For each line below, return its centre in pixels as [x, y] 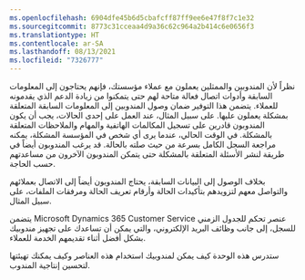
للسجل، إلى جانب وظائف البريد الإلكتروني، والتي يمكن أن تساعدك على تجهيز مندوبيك [152, 228]
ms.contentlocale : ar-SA [56, 43]
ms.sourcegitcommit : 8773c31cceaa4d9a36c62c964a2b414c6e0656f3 [132, 26]
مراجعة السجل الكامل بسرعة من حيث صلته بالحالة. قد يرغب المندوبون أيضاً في [142, 144]
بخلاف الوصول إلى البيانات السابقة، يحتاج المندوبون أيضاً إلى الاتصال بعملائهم [137, 181]
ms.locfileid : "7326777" [56, 60]
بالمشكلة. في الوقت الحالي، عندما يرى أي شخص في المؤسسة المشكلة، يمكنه [141, 135]
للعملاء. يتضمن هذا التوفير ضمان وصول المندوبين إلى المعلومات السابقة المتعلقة [144, 105]
